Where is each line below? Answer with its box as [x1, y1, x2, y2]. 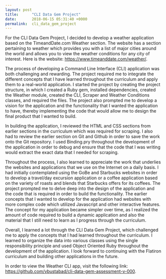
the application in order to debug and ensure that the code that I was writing [5, 144, 161, 150]
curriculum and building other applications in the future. [5, 254, 119, 260]
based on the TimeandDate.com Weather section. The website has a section [5, 40, 161, 46]
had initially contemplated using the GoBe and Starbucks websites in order [5, 170, 158, 176]
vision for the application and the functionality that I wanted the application [5, 103, 158, 109]
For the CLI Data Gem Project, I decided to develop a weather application [5, 35, 154, 41]
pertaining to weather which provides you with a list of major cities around [5, 45, 157, 51]
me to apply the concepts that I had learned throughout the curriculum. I [5, 232, 153, 238]
